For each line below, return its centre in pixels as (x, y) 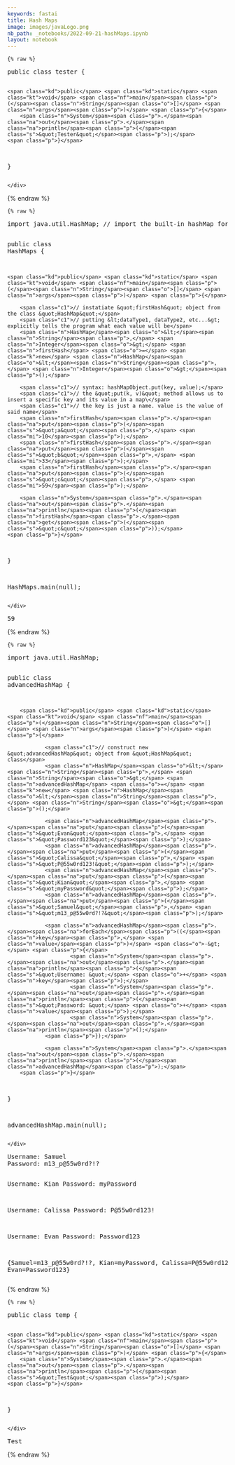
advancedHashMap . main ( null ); (57, 1125)
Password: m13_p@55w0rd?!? (54, 1164)
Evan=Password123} (39, 1270)
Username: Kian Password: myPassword (72, 1184)
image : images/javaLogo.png (48, 27)
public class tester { (46, 72)
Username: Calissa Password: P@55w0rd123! (81, 1210)
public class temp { (43, 1315)
